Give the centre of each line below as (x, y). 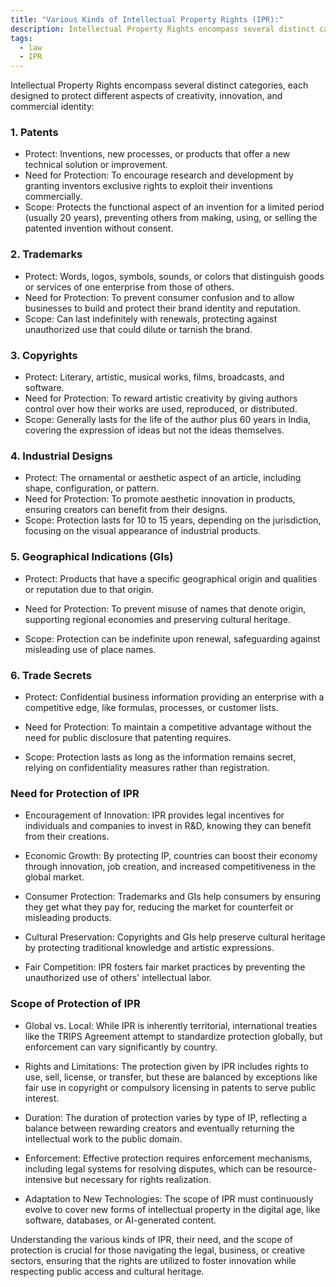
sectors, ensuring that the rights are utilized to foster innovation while (153, 1260)
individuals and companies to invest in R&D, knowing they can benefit (168, 826)
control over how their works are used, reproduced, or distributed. (161, 409)
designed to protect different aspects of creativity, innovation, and (146, 96)
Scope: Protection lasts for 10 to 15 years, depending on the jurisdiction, (173, 520)
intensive (43, 1179)
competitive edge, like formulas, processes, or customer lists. (151, 707)
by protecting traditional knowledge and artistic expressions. (149, 948)
